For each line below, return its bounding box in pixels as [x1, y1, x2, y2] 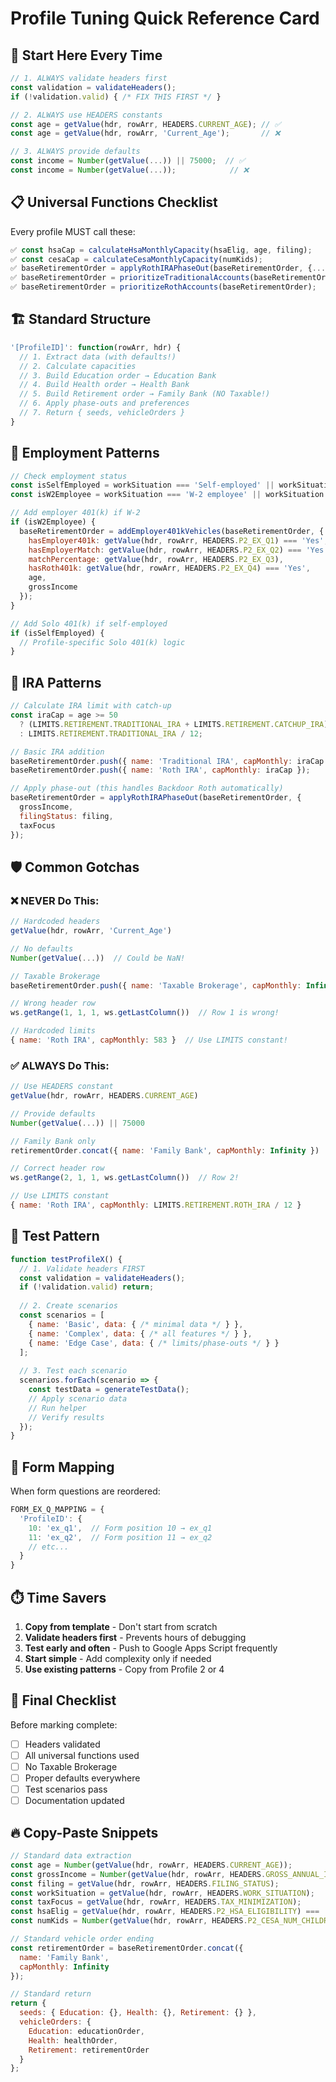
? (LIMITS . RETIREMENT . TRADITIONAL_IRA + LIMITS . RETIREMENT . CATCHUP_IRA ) [19, 719, 329, 729]
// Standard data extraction [10, 1851, 132, 1861]
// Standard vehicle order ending [10, 1934, 155, 1944]
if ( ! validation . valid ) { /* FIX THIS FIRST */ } [10, 92, 222, 102]
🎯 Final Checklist [10, 1692, 117, 1709]
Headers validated [24, 1738, 101, 1750]
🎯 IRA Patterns [10, 674, 102, 691]
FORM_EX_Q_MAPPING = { [10, 1505, 105, 1515]
